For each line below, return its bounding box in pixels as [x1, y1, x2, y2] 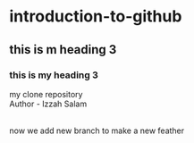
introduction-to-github [9, 6, 182, 27]
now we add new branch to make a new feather [9, 125, 185, 136]
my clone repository [9, 88, 83, 99]
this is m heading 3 [9, 42, 117, 57]
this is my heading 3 [9, 69, 98, 81]
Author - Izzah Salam [9, 98, 88, 109]
